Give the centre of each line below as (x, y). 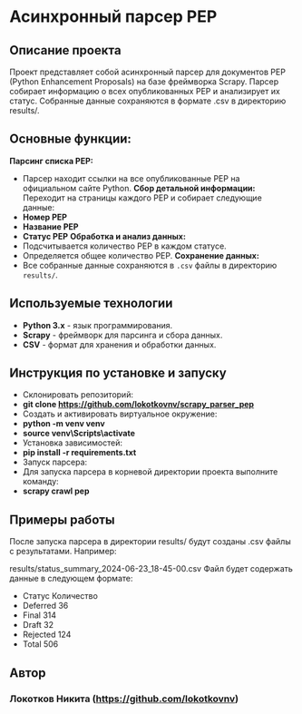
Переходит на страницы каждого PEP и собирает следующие (142, 198)
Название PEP (50, 226)
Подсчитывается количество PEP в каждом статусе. (124, 246)
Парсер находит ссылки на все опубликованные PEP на (131, 178)
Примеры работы (62, 519)
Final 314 (39, 615)
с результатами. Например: (63, 552)
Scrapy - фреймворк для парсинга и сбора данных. (122, 335)
